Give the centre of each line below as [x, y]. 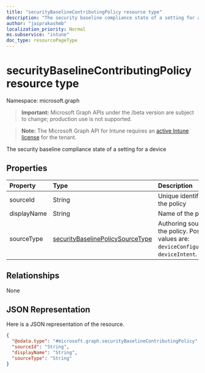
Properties [27, 168]
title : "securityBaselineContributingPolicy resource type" [85, 12]
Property [23, 185]
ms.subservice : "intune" [38, 35]
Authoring [172, 223]
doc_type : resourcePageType [42, 40]
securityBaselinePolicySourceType [103, 238]
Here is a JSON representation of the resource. [66, 324]
